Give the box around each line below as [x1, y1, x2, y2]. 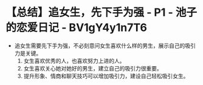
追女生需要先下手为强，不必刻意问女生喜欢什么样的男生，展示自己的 [14, 42, 185, 49]
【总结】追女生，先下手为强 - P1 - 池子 [5, 5, 197, 19]
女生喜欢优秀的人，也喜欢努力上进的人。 [23, 57, 125, 64]
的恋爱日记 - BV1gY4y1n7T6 [5, 21, 147, 35]
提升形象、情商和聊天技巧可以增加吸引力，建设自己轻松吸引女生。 [23, 72, 189, 80]
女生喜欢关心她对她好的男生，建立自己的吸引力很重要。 [23, 64, 162, 72]
